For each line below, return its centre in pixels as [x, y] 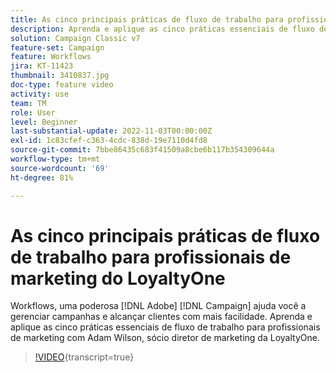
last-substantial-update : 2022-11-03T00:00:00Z [111, 131]
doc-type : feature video [62, 85]
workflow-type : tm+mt [55, 159]
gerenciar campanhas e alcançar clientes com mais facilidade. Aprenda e [161, 317]
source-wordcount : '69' [60, 168]
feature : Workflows [51, 57]
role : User [33, 112]
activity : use [40, 94]
